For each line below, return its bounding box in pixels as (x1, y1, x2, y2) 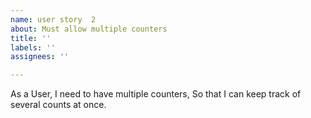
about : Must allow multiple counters (10, 24, 168, 34)
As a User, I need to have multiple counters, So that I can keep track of (10, 88, 302, 100)
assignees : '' (10, 52, 70, 62)
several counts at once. (10, 99, 107, 111)
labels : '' (10, 42, 56, 53)
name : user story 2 (10, 14, 97, 25)
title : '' (10, 33, 52, 43)
